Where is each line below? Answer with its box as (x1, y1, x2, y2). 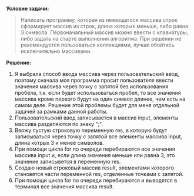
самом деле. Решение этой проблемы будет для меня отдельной (14, 102, 180, 108)
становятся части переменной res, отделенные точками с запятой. (14, 171, 184, 177)
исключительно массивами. (20, 48, 92, 55)
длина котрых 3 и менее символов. (14, 139, 104, 146)
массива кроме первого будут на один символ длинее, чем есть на (14, 95, 186, 102)
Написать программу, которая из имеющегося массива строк (20, 16, 178, 23)
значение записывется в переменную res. (14, 158, 121, 165)
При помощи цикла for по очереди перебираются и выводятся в (14, 177, 178, 184)
